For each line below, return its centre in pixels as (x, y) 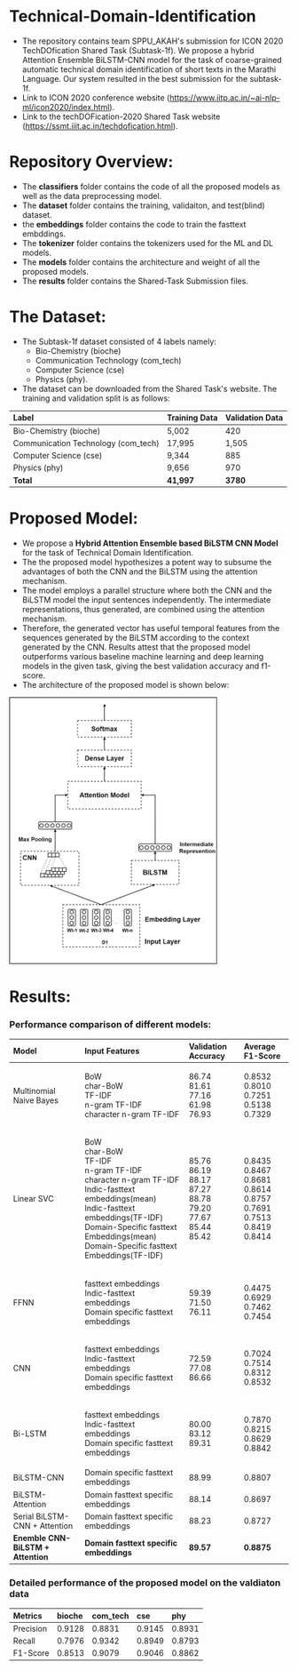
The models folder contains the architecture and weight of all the (141, 262)
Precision (30, 1628)
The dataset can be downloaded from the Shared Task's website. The (149, 388)
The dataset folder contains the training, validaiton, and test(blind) (143, 205)
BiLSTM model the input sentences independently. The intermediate (146, 600)
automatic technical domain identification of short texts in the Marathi (149, 69)
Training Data (192, 418)
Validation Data (254, 418)
